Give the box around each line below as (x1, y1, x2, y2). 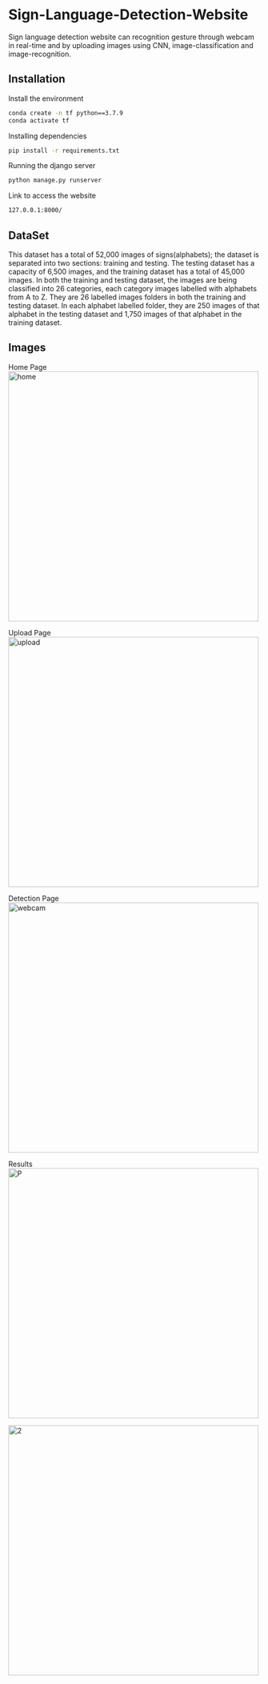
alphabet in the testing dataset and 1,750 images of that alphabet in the (8, 309, 242, 319)
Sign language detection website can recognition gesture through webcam (8, 32, 254, 42)
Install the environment (8, 94, 84, 103)
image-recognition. (8, 49, 72, 58)
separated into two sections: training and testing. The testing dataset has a (8, 258, 255, 267)
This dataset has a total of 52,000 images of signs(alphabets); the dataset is (8, 250, 260, 259)
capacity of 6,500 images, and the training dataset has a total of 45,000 (8, 267, 246, 276)
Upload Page (8, 627, 51, 637)
